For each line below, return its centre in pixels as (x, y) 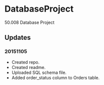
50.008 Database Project (29, 22)
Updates (18, 38)
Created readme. (28, 67)
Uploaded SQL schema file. (39, 72)
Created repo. (26, 62)
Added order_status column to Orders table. (56, 77)
